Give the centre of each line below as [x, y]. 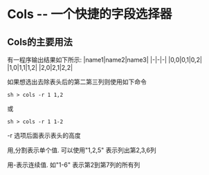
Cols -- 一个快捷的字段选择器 [90, 14]
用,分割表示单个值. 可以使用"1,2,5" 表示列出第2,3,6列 [82, 150]
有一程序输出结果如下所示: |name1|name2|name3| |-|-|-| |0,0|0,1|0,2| [105, 60]
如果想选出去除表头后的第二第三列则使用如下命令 [77, 82]
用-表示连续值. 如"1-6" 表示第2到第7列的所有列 [74, 165]
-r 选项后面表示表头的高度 [44, 135]
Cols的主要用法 [40, 42]
